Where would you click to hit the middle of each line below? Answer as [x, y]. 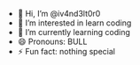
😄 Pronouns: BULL [52, 41]
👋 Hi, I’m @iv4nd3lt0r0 [59, 14]
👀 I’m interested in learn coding [74, 23]
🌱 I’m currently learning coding [74, 32]
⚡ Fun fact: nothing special [66, 51]
